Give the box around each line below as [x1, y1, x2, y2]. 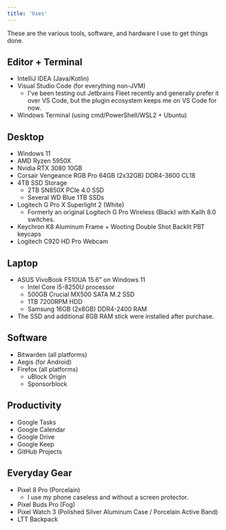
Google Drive [17, 432, 55, 441]
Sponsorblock [27, 380, 68, 388]
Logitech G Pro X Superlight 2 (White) [17, 201, 125, 209]
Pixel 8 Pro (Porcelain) [17, 485, 81, 493]
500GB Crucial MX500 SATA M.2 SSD [27, 290, 135, 298]
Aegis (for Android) [17, 358, 72, 366]
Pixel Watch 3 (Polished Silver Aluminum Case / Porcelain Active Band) [17, 507, 218, 516]
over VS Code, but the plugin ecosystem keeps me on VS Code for [27, 96, 217, 105]
